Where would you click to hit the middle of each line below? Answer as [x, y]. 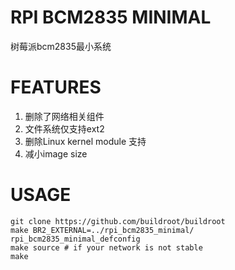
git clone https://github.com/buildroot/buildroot [118, 221]
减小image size [56, 153]
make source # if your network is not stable [106, 247]
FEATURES [56, 87]
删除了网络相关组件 [64, 116]
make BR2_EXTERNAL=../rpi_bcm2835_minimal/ [102, 230]
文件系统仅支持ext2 [64, 128]
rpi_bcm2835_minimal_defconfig [75, 239]
